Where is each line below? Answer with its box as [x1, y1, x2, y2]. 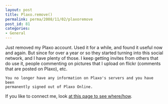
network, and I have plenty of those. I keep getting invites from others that [5, 55, 159, 61]
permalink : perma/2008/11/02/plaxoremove [5, 17, 93, 22]
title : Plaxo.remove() [5, 12, 53, 17]
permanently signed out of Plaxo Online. [5, 84, 93, 89]
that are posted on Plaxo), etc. [5, 66, 68, 72]
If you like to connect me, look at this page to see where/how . [5, 93, 132, 99]
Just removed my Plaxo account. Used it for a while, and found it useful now [5, 45, 163, 50]
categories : [5, 26, 30, 31]
